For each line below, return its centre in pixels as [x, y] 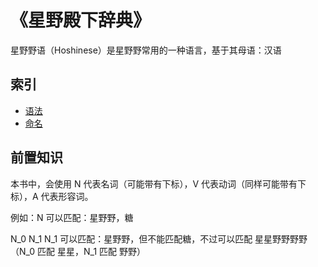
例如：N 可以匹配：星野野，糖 [72, 217]
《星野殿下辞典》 [81, 20]
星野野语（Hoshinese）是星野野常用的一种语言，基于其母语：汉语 [146, 50]
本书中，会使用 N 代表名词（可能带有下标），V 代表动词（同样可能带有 [154, 183]
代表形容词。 [67, 196]
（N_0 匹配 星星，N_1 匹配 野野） [78, 251]
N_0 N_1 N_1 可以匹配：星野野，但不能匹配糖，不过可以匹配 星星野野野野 [159, 238]
